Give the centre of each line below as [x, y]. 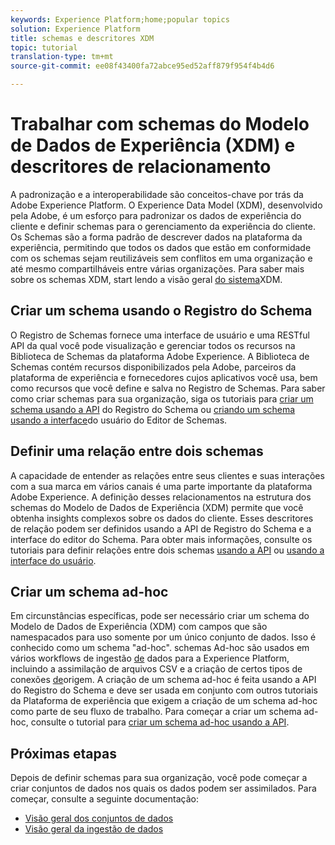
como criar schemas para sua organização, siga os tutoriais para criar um [162, 398]
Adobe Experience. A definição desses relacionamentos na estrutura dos [161, 497]
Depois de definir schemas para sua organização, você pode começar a [159, 778]
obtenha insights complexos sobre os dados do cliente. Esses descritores [162, 518]
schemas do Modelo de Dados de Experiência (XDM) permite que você [157, 507]
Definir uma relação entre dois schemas [137, 451]
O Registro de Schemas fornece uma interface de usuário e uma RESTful [160, 335]
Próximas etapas [63, 753]
